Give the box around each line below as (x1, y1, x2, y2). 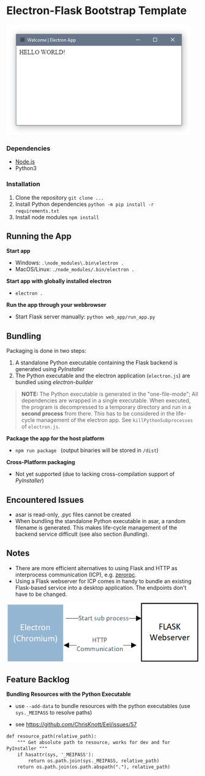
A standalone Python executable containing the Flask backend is (15, 359, 178, 366)
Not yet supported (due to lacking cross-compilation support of (15, 470, 175, 478)
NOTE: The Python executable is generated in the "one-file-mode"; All (21, 390, 198, 398)
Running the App (6, 231, 72, 241)
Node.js (15, 158, 35, 165)
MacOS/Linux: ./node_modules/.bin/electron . (15, 266, 135, 273)
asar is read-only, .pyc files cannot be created (15, 511, 131, 518)
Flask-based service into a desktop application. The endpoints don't (15, 584, 187, 591)
